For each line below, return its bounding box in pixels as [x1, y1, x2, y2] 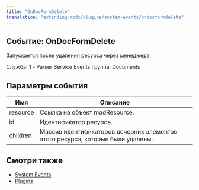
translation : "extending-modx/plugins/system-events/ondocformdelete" [6, 14, 184, 20]
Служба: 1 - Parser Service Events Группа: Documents [6, 64, 140, 71]
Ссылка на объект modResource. [39, 108, 134, 116]
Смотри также [6, 155, 63, 165]
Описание [99, 99, 130, 107]
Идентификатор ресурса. [39, 118, 113, 126]
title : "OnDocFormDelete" [6, 8, 70, 15]
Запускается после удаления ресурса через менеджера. [6, 52, 151, 59]
